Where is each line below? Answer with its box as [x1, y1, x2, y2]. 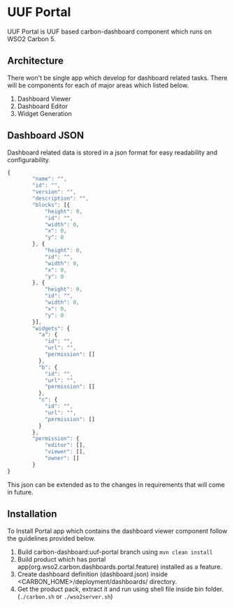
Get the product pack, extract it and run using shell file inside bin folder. [17, 585, 224, 593]
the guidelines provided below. [7, 534, 96, 542]
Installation [7, 508, 57, 520]
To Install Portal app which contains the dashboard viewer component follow [7, 527, 228, 535]
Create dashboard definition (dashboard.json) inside [17, 570, 168, 578]
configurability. [7, 155, 51, 164]
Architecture [7, 55, 64, 67]
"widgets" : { [32, 325, 71, 332]
